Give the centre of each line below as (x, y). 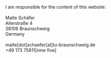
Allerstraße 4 (19, 23)
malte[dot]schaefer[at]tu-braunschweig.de (50, 45)
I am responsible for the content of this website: (56, 7)
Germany (15, 34)
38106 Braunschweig (28, 28)
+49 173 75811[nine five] (31, 50)
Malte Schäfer (20, 18)
